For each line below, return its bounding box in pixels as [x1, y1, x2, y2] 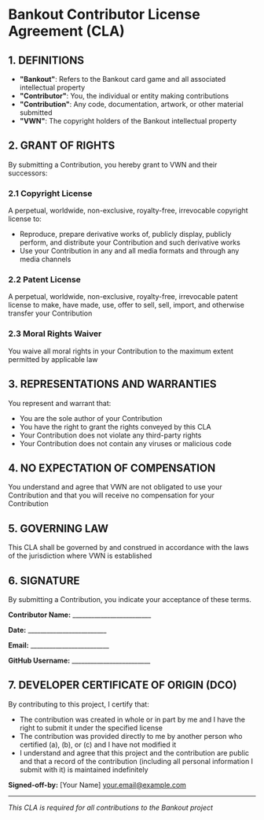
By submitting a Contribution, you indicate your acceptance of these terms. [8, 594, 251, 604]
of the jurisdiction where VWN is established [8, 551, 152, 560]
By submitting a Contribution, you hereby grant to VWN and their [8, 160, 218, 169]
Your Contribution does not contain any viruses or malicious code [19, 438, 232, 448]
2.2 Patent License [8, 274, 81, 285]
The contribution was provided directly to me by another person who [19, 731, 243, 741]
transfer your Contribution [8, 308, 93, 318]
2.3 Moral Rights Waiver [8, 328, 102, 339]
